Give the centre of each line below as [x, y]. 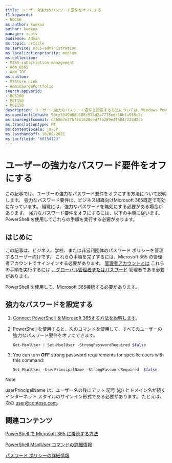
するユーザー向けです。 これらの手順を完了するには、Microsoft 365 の [79, 257]
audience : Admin [23, 39]
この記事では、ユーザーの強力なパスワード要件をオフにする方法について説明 [86, 194]
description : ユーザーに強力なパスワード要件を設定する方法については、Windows [81, 110]
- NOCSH [14, 19]
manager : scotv [21, 34]
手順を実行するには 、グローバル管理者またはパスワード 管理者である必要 [87, 269]
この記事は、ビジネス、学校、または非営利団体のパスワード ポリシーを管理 [84, 250]
